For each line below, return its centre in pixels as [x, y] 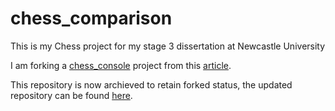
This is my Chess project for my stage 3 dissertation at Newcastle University [168, 46]
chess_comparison [91, 18]
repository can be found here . [71, 95]
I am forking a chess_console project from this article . [121, 65]
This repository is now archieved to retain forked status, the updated [151, 84]
